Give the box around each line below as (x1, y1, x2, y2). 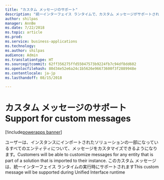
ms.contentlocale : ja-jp (5, 71, 56, 76)
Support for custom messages (5, 113, 131, 124)
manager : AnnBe (5, 21, 36, 26)
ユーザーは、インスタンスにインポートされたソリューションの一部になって (5, 139, 155, 145)
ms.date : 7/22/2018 (5, 25, 45, 30)
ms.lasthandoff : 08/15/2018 (5, 75, 62, 80)
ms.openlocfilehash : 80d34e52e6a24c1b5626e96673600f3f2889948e (5, 67, 137, 71)
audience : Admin (5, 52, 38, 58)
